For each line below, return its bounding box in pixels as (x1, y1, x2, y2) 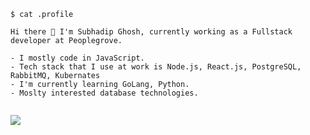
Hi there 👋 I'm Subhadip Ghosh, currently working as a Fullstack (10, 27, 293, 37)
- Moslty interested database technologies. (10, 88, 199, 98)
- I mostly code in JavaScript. (10, 53, 145, 63)
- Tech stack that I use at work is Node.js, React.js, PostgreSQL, (10, 62, 302, 72)
